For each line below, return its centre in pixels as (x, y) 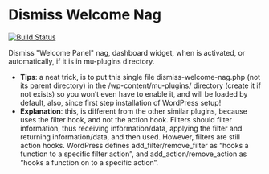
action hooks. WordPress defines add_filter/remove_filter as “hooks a (134, 145)
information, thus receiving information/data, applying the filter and (131, 128)
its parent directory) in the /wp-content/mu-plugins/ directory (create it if (140, 85)
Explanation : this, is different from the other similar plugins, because (133, 111)
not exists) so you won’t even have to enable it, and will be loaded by (134, 93)
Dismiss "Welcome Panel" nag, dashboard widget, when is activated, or (127, 52)
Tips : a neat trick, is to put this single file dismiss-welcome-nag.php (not (140, 77)
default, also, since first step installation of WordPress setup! (120, 102)
